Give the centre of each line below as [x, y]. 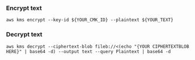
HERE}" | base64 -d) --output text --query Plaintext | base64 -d [88, 51]
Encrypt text [24, 8]
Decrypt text [24, 35]
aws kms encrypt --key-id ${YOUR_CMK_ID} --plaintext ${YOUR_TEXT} [90, 20]
